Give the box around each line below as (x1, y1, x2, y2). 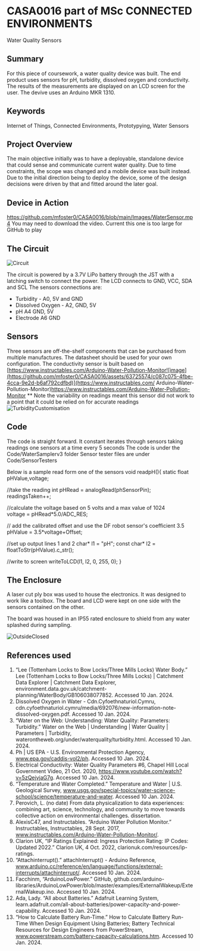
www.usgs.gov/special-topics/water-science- (62, 787, 176, 794)
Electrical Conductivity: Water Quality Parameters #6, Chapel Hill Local (15, 761, 189, 768)
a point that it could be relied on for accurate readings (7, 398, 139, 405)
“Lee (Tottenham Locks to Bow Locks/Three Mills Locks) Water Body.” (15, 666, 188, 673)
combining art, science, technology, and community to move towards (15, 806, 186, 813)
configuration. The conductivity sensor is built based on (7, 360, 144, 367)
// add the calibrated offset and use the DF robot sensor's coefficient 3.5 (7, 522, 185, 529)
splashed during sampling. (7, 621, 72, 629)
